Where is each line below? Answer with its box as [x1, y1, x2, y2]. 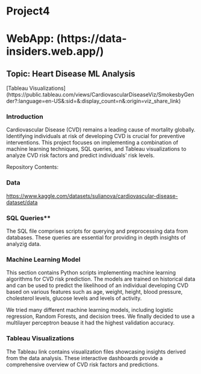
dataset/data [6, 198, 38, 206]
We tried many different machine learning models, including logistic [6, 306, 173, 314]
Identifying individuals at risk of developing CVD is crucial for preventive [6, 133, 185, 140]
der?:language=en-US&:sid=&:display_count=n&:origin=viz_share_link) [6, 98, 181, 105]
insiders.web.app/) [6, 45, 104, 59]
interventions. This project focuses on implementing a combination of [6, 139, 179, 146]
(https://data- [56, 32, 128, 46]
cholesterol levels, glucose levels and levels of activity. [6, 294, 142, 302]
